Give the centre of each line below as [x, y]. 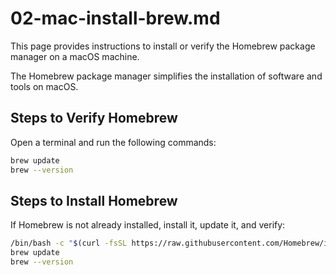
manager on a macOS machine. [75, 56]
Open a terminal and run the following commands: [113, 142]
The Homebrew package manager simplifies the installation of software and [166, 76]
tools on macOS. [44, 86]
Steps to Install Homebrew [94, 200]
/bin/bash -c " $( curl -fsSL [69, 243]
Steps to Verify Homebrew [94, 118]
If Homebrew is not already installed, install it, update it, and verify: [148, 225]
